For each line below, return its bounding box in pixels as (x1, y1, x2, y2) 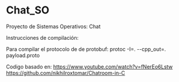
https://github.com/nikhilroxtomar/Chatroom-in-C (6, 69, 125, 76)
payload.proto (6, 52, 40, 59)
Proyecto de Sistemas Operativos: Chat (6, 23, 101, 30)
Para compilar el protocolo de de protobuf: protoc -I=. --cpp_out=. (6, 45, 166, 53)
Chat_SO (6, 4, 50, 17)
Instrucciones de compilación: (6, 34, 79, 41)
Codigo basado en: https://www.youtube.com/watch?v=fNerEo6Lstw (6, 63, 173, 70)
